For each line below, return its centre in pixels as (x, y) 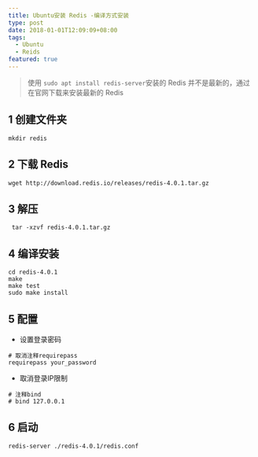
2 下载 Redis (38, 165)
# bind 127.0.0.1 (37, 401)
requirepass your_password (52, 363)
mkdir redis (28, 138)
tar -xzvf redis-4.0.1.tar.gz (61, 228)
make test (24, 286)
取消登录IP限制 (44, 378)
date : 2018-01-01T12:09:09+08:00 (63, 30)
